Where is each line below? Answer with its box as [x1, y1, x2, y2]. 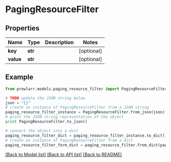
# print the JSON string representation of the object [5, 114, 124, 120]
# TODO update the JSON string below [5, 95, 85, 101]
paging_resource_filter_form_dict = [5, 142, 83, 148]
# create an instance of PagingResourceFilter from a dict [5, 138, 133, 143]
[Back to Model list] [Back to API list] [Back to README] [5, 151, 122, 158]
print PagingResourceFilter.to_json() [5, 119, 88, 124]
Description [45, 39, 74, 46]
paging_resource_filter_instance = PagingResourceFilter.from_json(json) [5, 110, 165, 115]
